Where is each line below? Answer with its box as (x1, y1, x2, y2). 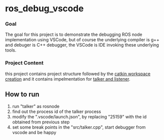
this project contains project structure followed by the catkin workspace (5, 71, 151, 77)
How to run (5, 90, 40, 99)
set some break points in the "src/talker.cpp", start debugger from (12, 124, 146, 130)
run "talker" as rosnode (12, 103, 60, 109)
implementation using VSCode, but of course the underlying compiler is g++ (5, 37, 160, 43)
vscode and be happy (12, 129, 56, 135)
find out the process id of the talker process (12, 109, 102, 114)
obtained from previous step (12, 119, 70, 125)
